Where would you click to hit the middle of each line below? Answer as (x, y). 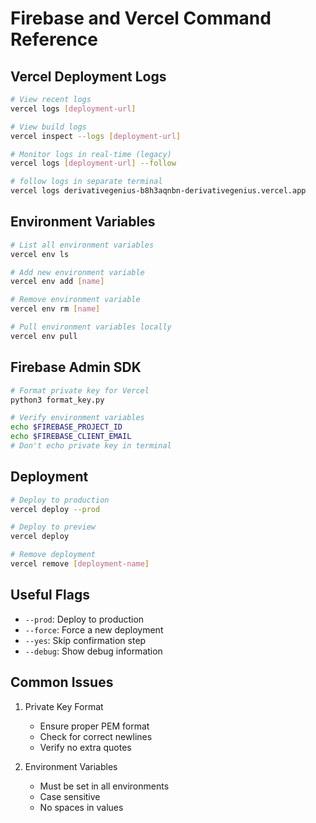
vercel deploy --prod (55, 509)
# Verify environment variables (77, 418)
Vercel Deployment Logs (88, 76)
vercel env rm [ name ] (55, 309)
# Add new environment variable (77, 272)
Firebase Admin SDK (76, 367)
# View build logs (48, 127)
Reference (54, 39)
